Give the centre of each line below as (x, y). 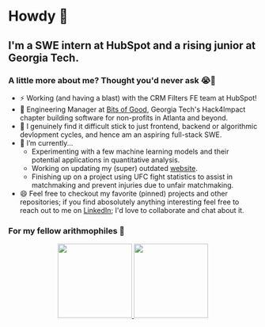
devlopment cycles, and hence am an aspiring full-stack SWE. (121, 135)
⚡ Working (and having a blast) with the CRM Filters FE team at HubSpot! (138, 97)
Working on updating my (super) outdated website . (114, 168)
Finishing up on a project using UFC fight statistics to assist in (132, 177)
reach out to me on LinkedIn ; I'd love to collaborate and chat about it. (132, 210)
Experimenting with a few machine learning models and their (130, 151)
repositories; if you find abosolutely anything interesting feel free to (129, 202)
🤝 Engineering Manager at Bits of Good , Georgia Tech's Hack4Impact (132, 109)
